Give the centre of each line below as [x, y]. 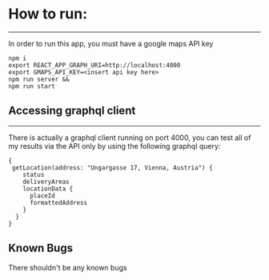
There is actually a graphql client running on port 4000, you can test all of [130, 138]
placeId [42, 196]
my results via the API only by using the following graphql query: [114, 146]
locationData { [48, 189]
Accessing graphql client [72, 111]
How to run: [48, 14]
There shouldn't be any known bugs [68, 267]
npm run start [32, 86]
